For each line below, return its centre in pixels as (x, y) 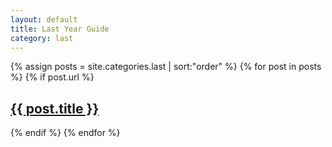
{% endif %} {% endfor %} (65, 133)
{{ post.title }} (55, 108)
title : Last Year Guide (60, 29)
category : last (42, 38)
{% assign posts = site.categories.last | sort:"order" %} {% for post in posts (166, 67)
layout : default (44, 19)
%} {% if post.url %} (52, 77)
